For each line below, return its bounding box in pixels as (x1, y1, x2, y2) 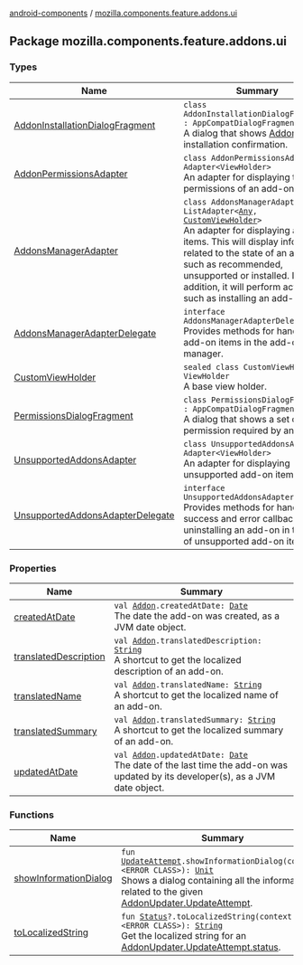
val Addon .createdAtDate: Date (114, 601, 249, 610)
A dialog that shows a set (183, 412, 290, 425)
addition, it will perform (183, 280, 281, 293)
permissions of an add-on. (183, 182, 298, 194)
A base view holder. (183, 380, 268, 393)
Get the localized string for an (121, 930, 246, 942)
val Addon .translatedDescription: (114, 635, 262, 646)
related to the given (121, 885, 204, 898)
